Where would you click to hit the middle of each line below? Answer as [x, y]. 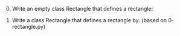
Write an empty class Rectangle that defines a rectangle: [82, 9]
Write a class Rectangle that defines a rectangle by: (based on [89, 20]
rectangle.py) [29, 27]
